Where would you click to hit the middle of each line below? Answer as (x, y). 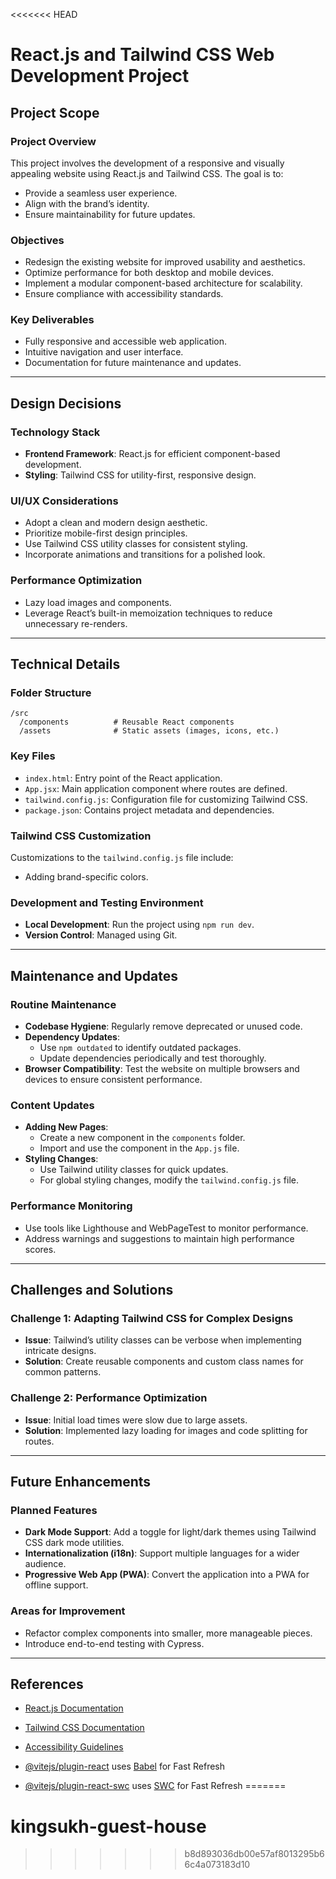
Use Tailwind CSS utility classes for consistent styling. (136, 544)
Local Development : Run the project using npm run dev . (139, 925)
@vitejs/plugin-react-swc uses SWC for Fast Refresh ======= (155, 1786)
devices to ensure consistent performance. (113, 1080)
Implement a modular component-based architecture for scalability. (163, 283)
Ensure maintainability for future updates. (110, 214)
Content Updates (52, 1105)
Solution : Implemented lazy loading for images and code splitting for (166, 1430)
